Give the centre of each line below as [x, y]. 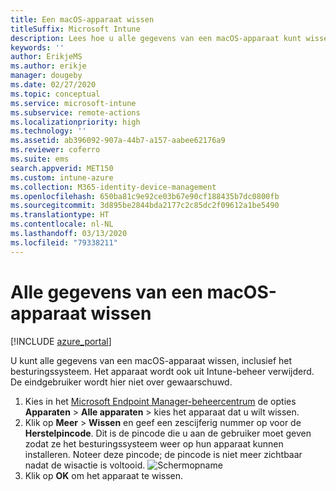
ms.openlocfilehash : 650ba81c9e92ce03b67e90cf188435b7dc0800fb [145, 196]
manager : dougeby [46, 76]
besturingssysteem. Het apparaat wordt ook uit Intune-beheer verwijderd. [162, 371]
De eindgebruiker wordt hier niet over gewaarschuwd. [121, 382]
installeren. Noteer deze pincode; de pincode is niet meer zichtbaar [163, 454]
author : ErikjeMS [46, 57]
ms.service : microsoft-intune [73, 103]
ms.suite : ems [40, 159]
